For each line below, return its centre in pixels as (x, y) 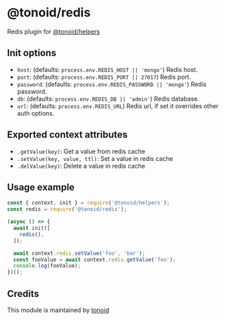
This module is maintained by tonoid (58, 310)
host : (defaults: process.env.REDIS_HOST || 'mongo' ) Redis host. (107, 69)
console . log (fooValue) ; (47, 266)
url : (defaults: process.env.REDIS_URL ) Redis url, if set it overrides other (118, 106)
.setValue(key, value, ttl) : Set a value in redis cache (95, 158)
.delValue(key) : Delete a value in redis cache (81, 166)
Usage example (41, 187)
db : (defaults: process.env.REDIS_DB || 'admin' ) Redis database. (108, 99)
